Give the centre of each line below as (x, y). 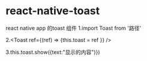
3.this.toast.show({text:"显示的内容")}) (53, 52)
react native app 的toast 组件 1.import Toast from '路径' (73, 28)
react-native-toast (53, 11)
